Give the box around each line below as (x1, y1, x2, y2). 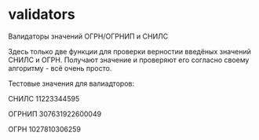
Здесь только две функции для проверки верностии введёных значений (8, 46, 251, 56)
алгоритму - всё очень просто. (8, 63, 112, 72)
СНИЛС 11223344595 (8, 94, 80, 103)
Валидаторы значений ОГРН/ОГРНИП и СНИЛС (8, 31, 169, 41)
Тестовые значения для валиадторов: (8, 79, 135, 88)
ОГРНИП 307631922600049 (8, 109, 102, 119)
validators (8, 6, 76, 24)
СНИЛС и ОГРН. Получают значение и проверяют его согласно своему (8, 55, 250, 64)
